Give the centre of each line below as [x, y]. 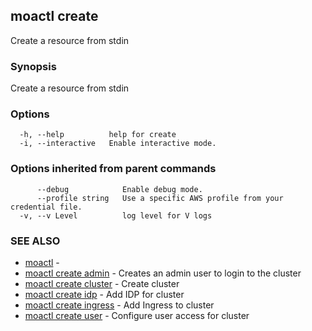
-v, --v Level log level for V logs [116, 215]
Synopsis [33, 66]
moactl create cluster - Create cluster [102, 283]
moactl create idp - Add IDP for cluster [104, 294]
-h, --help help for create [98, 135]
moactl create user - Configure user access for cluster [137, 315]
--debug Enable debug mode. [119, 189]
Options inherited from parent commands [113, 169]
